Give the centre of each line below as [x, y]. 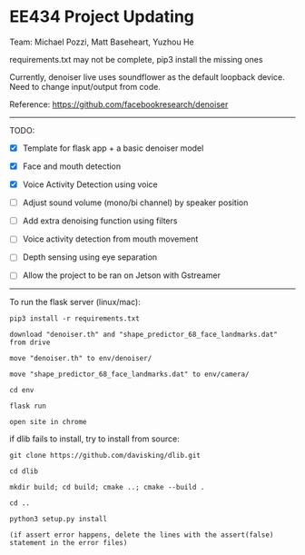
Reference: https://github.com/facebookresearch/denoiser [119, 104]
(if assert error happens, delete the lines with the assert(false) [142, 535]
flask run [28, 406]
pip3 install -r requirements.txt [75, 319]
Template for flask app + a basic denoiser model [113, 148]
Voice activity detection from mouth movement [110, 239]
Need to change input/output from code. [85, 86]
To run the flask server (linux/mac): [75, 302]
